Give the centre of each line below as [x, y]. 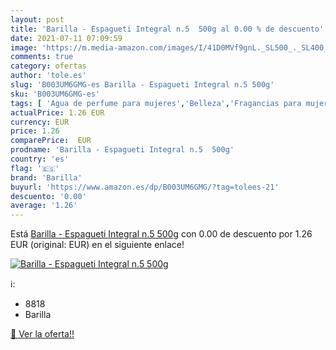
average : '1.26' [44, 206]
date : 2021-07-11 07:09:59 [66, 38]
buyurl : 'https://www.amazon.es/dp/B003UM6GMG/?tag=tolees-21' [145, 187]
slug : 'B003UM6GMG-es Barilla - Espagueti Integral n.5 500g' [142, 85]
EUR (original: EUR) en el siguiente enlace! [97, 245]
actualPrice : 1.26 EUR [57, 112]
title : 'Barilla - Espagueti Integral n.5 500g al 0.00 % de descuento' [167, 29]
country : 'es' [40, 159]
